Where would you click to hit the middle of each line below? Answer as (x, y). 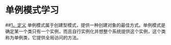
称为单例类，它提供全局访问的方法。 (43, 37)
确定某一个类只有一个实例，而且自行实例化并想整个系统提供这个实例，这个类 (85, 31)
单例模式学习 (32, 10)
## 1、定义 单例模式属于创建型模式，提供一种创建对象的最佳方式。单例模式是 (85, 25)
